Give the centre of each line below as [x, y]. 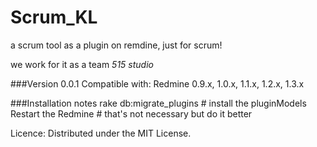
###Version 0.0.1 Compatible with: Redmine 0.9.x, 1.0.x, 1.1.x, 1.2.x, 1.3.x [157, 83]
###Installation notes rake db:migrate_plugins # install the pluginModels [158, 103]
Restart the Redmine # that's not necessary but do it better [131, 113]
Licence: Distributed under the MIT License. [101, 133]
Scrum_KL [54, 17]
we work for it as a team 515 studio [82, 64]
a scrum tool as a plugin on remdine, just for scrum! [116, 45]
